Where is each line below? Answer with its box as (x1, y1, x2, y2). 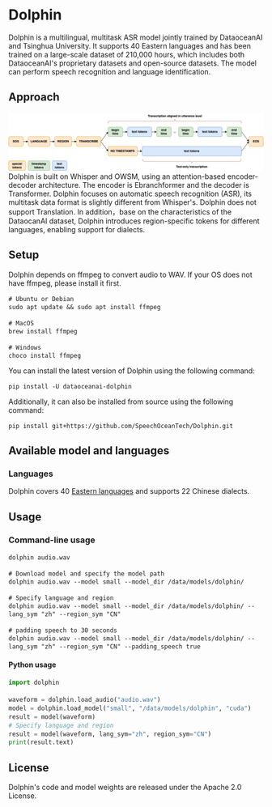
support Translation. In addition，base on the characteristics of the (8, 206, 232, 216)
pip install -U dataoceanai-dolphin (8, 382, 132, 390)
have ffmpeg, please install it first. (8, 278, 121, 288)
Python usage (8, 660, 57, 669)
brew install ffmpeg (8, 327, 79, 335)
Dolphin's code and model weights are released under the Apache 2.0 (8, 783, 242, 792)
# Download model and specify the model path (8, 570, 164, 578)
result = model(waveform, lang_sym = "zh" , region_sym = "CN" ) (8, 730, 212, 738)
